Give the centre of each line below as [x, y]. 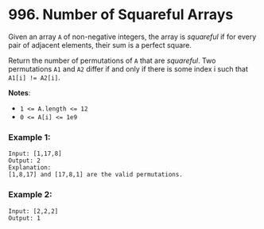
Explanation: [30, 168]
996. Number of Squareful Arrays [121, 15]
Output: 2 [25, 161]
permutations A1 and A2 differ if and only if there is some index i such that [128, 68]
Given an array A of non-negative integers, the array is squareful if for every [132, 37]
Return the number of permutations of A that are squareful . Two [112, 60]
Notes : [19, 92]
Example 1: [29, 137]
